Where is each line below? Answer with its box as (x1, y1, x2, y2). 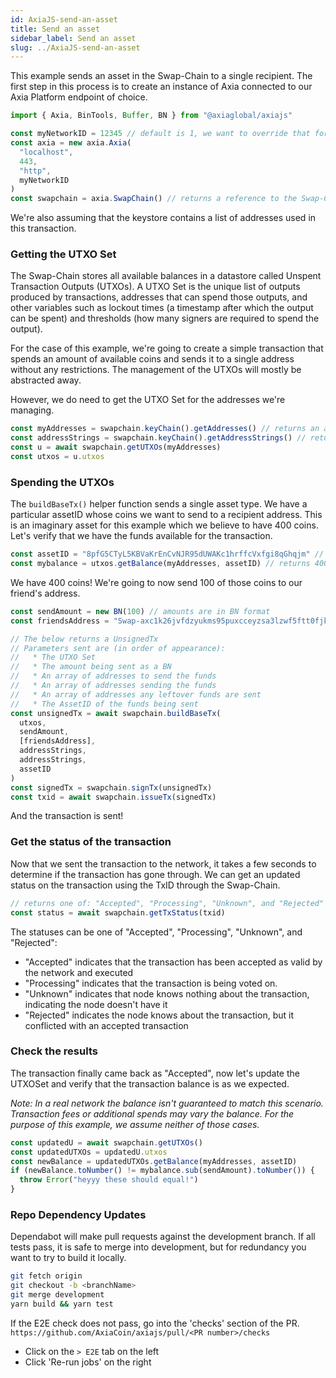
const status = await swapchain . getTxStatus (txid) (10, 907, 226, 918)
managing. (10, 404, 55, 416)
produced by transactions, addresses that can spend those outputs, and (10, 291, 308, 303)
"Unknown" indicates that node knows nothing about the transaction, (24, 987, 310, 1000)
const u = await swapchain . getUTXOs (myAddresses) (10, 442, 222, 453)
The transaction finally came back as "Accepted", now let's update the (10, 1067, 300, 1079)
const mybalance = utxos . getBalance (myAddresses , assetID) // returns (10, 559, 311, 569)
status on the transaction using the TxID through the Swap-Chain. (10, 879, 281, 891)
